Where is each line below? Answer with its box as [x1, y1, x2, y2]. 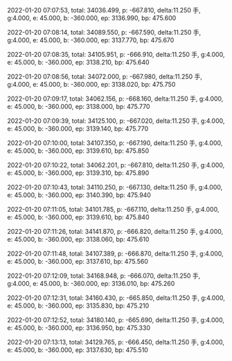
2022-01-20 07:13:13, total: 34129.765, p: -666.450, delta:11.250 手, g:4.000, [7, 338, 225, 346]
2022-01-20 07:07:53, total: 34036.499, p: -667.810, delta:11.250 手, [7, 6, 201, 14]
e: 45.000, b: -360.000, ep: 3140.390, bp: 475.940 [7, 191, 151, 199]
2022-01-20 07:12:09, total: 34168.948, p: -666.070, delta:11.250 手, [7, 271, 201, 280]
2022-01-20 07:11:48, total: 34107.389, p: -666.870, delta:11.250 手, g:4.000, [7, 249, 224, 258]
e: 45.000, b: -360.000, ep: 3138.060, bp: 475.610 [7, 235, 150, 243]
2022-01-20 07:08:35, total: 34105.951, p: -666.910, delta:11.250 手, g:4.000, [7, 51, 225, 58]
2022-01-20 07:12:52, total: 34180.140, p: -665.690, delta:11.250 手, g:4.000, [7, 316, 225, 324]
